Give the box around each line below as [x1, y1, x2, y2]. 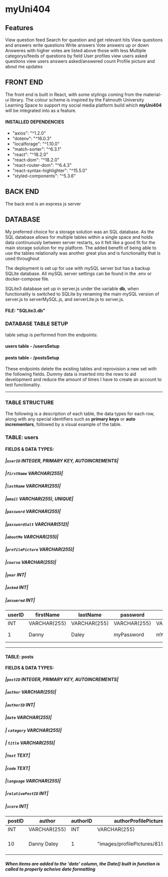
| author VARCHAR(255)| [5, 689, 56, 695]
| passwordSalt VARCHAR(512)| [5, 521, 69, 527]
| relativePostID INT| [5, 791, 48, 797]
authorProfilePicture [113, 818, 164, 825]
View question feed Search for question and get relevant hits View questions [5, 37, 163, 43]
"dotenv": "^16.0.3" [12, 136, 52, 142]
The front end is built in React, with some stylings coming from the [5, 91, 142, 98]
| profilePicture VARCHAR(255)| [5, 546, 74, 552]
